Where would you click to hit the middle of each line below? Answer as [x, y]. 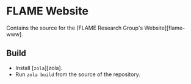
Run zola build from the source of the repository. [77, 74]
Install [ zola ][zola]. [39, 68]
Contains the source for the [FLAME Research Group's [75, 28]
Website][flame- [165, 28]
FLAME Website [47, 11]
